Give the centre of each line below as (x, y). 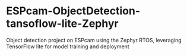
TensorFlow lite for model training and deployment (68, 46)
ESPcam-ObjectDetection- (73, 11)
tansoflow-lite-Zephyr (62, 24)
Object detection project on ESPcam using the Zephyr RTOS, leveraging (94, 40)
